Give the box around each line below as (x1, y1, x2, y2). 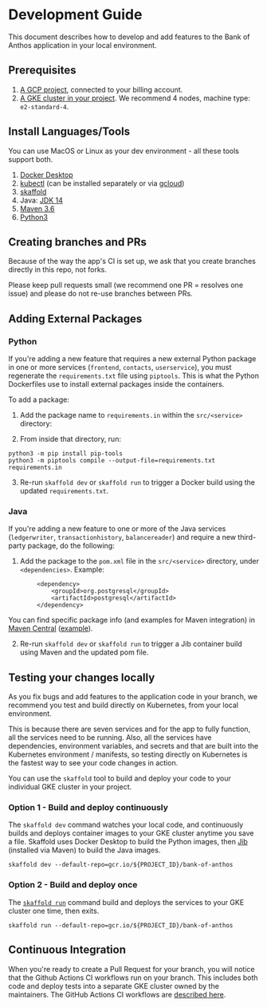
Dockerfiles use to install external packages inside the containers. (8, 380, 225, 389)
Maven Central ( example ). (8, 623, 93, 633)
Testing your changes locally (8, 671, 155, 684)
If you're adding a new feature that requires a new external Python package (8, 354, 257, 364)
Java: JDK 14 (19, 195, 64, 205)
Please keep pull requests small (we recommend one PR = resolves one (8, 281, 244, 290)
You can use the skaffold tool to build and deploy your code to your (8, 773, 231, 783)
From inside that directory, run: (19, 435, 122, 444)
